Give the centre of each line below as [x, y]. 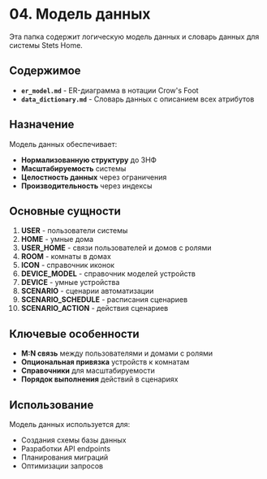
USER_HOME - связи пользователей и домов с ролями [116, 248]
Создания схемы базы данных [73, 440]
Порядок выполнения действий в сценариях [99, 379]
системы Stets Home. [46, 45]
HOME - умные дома [57, 239]
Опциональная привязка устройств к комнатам [105, 362]
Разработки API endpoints [66, 449]
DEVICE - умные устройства [70, 283]
